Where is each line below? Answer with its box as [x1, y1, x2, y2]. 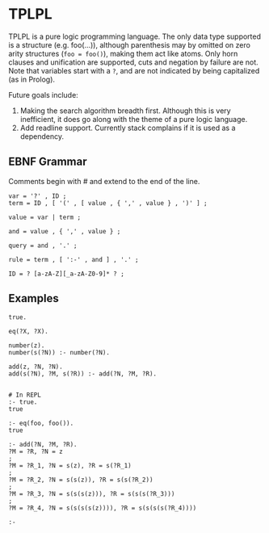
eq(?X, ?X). [8, 327, 48, 335]
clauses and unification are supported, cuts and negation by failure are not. [8, 57, 258, 67]
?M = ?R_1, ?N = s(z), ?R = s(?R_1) [8, 461, 132, 469]
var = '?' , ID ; [8, 191, 67, 200]
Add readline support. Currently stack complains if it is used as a [19, 123, 236, 132]
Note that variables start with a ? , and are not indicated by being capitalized [8, 65, 260, 75]
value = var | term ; [8, 213, 82, 221]
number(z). [8, 341, 45, 350]
